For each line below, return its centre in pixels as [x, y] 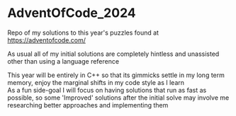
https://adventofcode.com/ [47, 40]
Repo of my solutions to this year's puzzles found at [83, 33]
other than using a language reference [63, 61]
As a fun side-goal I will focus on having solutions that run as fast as [107, 90]
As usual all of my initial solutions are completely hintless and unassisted [113, 54]
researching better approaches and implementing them [88, 105]
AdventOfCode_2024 [72, 13]
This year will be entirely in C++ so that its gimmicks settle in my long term [116, 75]
